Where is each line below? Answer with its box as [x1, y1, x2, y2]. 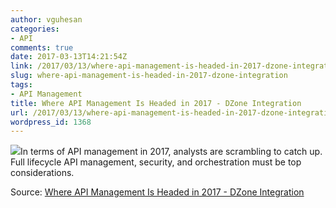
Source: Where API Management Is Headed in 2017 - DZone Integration [10, 186, 305, 198]
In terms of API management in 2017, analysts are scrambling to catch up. [20, 146, 323, 158]
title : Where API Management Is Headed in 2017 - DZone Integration [10, 98, 302, 108]
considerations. [10, 167, 75, 179]
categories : [10, 24, 60, 34]
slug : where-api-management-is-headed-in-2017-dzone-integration [10, 71, 288, 81]
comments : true [10, 42, 74, 53]
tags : [10, 80, 33, 90]
